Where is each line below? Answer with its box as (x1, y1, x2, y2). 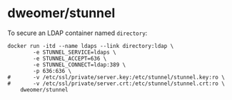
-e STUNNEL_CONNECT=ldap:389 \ (33, 61, 126, 69)
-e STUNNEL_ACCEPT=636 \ (33, 55, 107, 62)
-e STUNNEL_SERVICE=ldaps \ (33, 49, 116, 56)
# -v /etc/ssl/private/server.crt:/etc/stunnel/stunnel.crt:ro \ (7, 80, 225, 87)
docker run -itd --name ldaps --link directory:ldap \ (7, 42, 174, 49)
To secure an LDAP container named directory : (7, 29, 148, 37)
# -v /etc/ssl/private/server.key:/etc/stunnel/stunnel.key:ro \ (7, 74, 225, 81)
